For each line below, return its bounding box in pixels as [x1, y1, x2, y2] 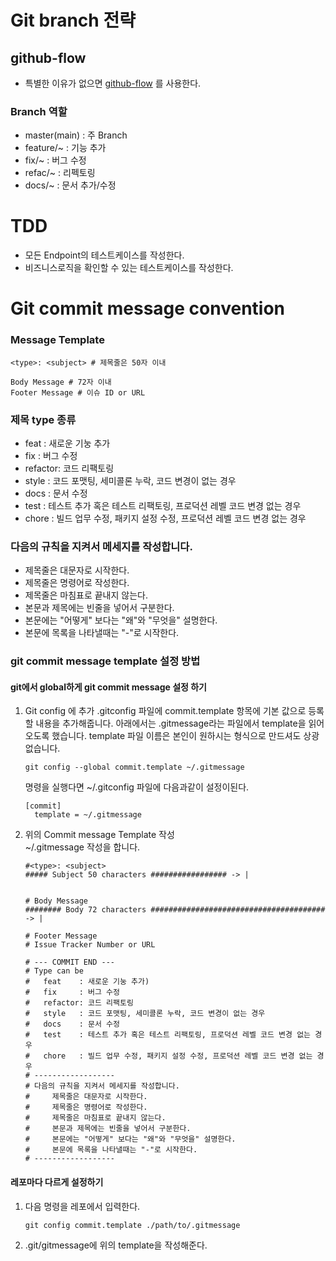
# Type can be [24, 966, 84, 976]
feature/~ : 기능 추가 [24, 142, 107, 154]
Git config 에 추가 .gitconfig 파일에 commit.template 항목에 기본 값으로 [24, 705, 307, 717]
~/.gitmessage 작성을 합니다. [24, 841, 141, 853]
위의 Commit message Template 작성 [24, 829, 175, 841]
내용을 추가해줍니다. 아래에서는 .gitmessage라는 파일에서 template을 [35, 717, 307, 730]
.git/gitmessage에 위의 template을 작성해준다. [24, 1239, 208, 1251]
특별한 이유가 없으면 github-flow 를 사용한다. [24, 77, 202, 89]
